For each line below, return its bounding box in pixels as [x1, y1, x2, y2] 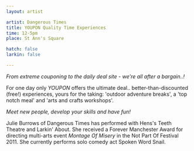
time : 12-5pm [6, 30, 38, 36]
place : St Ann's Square [6, 36, 64, 42]
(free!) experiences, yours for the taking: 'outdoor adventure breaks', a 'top [6, 90, 188, 98]
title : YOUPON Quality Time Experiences [6, 25, 107, 31]
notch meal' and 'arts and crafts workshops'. [6, 96, 114, 103]
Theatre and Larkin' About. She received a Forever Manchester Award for [6, 126, 183, 133]
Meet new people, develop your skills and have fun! [6, 108, 131, 115]
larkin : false [6, 52, 41, 58]
